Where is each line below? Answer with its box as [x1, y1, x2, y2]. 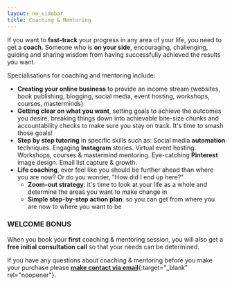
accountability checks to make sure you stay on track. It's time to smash [17, 121, 224, 129]
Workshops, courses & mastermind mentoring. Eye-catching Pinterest [17, 150, 218, 159]
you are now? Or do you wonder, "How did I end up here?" [17, 172, 184, 181]
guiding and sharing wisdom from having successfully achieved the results [7, 50, 221, 59]
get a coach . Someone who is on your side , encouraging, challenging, [7, 43, 208, 51]
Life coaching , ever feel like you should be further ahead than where [17, 166, 214, 174]
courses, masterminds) [17, 99, 84, 107]
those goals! [17, 129, 53, 137]
